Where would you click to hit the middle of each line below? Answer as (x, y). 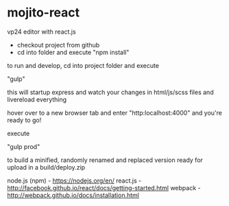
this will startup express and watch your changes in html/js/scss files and (110, 92)
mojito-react (44, 13)
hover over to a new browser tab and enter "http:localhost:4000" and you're (115, 113)
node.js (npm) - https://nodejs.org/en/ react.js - (74, 181)
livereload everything (37, 99)
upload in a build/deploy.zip (46, 167)
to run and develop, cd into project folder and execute (83, 65)
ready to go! (24, 120)
